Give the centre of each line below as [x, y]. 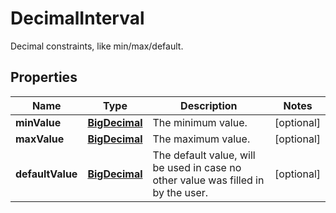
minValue [38, 122]
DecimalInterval [77, 18]
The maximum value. [201, 139]
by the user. [180, 192]
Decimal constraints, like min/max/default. [97, 46]
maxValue [40, 139]
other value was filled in [208, 180]
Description [209, 105]
